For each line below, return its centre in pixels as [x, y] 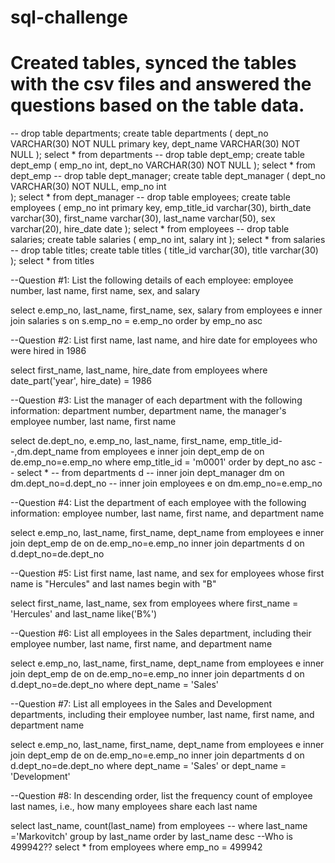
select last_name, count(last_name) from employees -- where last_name [159, 826]
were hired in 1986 [48, 351]
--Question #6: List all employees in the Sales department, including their [161, 633]
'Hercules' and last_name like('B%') [84, 614]
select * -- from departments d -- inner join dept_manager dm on [150, 473]
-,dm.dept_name [44, 452]
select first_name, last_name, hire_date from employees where [139, 370]
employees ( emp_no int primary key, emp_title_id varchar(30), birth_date [161, 208]
